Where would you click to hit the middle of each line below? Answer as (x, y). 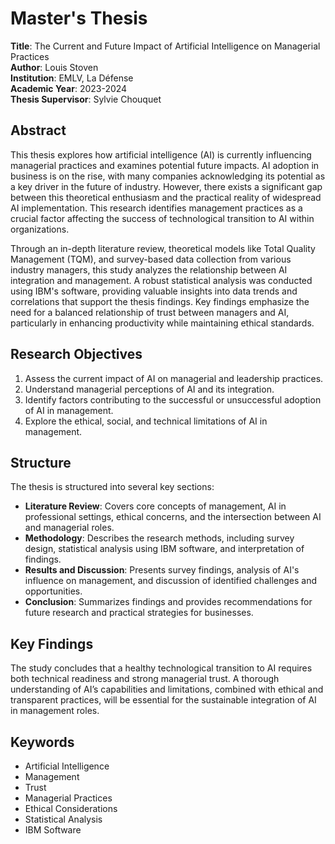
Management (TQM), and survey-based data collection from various (151, 259)
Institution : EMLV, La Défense (72, 78)
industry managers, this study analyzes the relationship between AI (149, 269)
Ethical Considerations (71, 808)
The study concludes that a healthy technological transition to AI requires (161, 668)
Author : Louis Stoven (54, 67)
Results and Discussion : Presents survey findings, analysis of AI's (162, 570)
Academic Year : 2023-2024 (69, 88)
